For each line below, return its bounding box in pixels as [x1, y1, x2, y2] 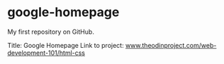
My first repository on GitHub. [7, 27, 94, 36]
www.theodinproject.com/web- [125, 41, 217, 49]
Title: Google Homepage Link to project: [7, 41, 124, 49]
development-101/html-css [7, 49, 86, 57]
